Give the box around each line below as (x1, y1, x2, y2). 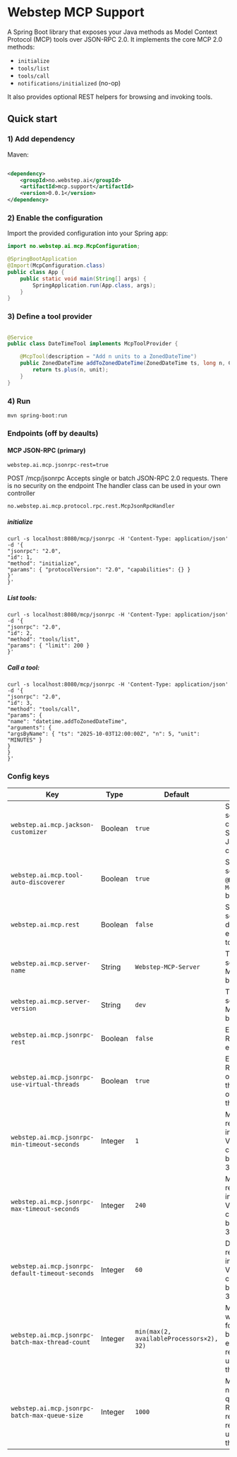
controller (7, 489, 35, 498)
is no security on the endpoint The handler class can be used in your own (7, 482, 221, 490)
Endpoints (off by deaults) (7, 428, 99, 438)
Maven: (7, 150, 30, 159)
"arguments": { (7, 725, 52, 732)
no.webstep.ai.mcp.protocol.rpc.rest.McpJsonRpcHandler (7, 503, 175, 510)
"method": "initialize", (7, 560, 80, 567)
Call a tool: (7, 663, 40, 672)
